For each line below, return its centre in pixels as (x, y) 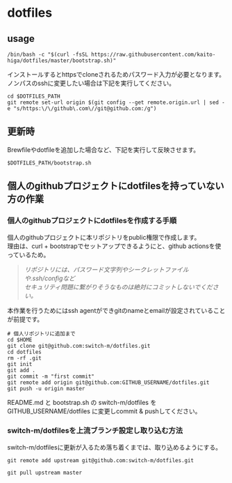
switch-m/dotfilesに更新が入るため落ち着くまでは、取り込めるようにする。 (115, 447)
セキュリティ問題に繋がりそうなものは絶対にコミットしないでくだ (118, 286)
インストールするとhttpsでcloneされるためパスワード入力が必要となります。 (116, 74)
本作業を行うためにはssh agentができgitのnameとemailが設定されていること (116, 310)
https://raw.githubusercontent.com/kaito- (154, 54)
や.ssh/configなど (49, 278)
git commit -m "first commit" (51, 376)
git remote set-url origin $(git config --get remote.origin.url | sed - (116, 102)
